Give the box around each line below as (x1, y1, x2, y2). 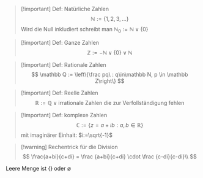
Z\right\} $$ (95, 77, 125, 85)
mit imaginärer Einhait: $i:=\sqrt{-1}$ (20, 131, 113, 139)
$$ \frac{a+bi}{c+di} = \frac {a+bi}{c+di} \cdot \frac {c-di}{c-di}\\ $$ (23, 153, 197, 160)
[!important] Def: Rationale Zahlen (20, 61, 106, 68)
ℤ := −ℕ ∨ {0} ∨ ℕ (87, 48, 133, 56)
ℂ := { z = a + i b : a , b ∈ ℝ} (76, 121, 144, 128)
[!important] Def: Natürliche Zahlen (20, 6, 109, 12)
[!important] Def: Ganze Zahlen (20, 39, 99, 46)
